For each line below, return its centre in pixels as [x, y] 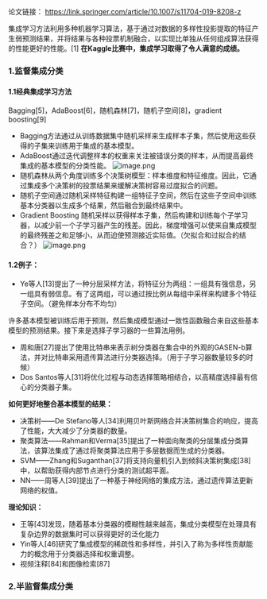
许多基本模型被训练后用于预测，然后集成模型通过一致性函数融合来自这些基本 [133, 321]
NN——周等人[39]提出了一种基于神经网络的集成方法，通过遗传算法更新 [136, 481]
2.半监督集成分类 [41, 586]
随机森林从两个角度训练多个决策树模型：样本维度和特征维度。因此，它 [135, 176]
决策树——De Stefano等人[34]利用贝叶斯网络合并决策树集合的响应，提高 [139, 421]
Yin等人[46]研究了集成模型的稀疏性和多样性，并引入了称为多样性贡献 [133, 544]
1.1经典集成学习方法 [40, 91]
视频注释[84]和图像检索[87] [65, 564]
